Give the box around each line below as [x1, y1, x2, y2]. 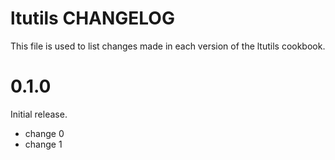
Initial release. [10, 108, 68, 120]
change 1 [24, 138, 63, 150]
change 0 [24, 127, 65, 139]
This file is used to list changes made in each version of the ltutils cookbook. [10, 40, 326, 52]
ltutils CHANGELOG [10, 7, 175, 30]
